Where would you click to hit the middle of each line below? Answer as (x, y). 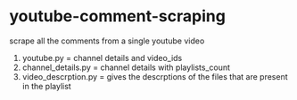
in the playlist (46, 86)
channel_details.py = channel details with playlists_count (126, 67)
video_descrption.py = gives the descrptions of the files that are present (155, 76)
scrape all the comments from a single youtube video (107, 41)
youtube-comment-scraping (117, 16)
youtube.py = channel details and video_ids (102, 58)
